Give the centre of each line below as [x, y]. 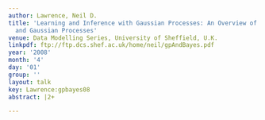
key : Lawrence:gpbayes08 [49, 89]
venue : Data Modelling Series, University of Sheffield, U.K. [113, 38]
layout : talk [30, 82]
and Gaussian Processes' [56, 30]
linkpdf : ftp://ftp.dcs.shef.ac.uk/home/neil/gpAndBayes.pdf [111, 45]
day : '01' [25, 68]
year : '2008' [30, 52]
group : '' [25, 75]
